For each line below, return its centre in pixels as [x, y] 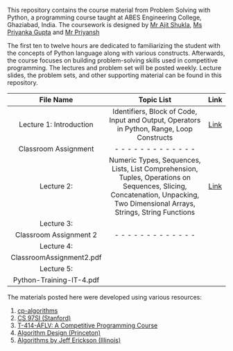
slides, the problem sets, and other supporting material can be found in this [114, 75]
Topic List [155, 100]
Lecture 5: [56, 269]
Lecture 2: [56, 186]
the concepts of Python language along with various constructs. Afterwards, [116, 53]
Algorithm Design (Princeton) [59, 333]
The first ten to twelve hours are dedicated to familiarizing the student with [114, 46]
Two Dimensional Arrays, [155, 203]
